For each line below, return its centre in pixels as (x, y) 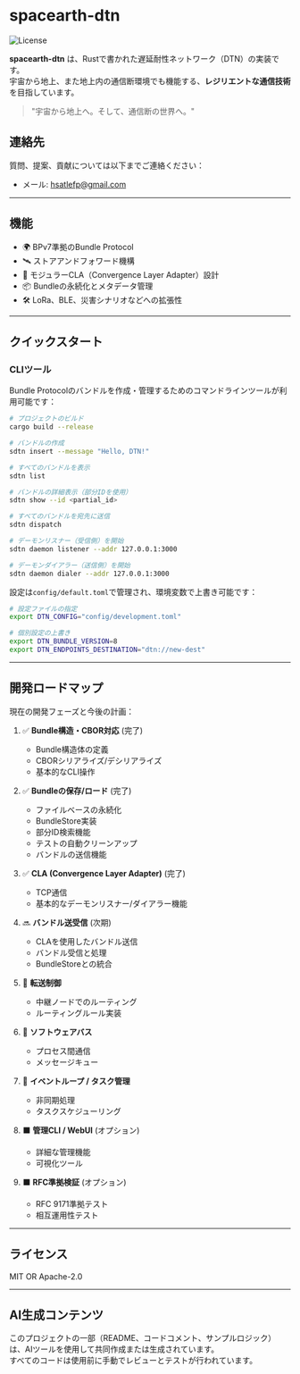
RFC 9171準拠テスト (72, 1203)
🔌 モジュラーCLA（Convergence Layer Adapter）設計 (121, 274)
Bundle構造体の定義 (72, 749)
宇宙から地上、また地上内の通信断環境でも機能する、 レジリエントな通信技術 (150, 80)
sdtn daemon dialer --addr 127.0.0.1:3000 (89, 574)
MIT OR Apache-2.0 (46, 1276)
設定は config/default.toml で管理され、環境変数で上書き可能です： (133, 591)
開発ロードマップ (56, 688)
